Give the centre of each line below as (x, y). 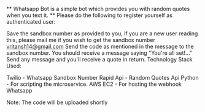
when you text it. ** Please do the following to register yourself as (90, 15)
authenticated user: (31, 22)
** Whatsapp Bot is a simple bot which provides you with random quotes (98, 9)
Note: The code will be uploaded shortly (57, 102)
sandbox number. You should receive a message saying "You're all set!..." (99, 53)
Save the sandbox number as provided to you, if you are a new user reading (102, 33)
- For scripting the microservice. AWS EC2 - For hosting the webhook (94, 84)
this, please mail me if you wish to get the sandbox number (81, 40)
